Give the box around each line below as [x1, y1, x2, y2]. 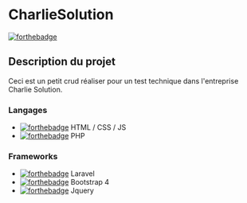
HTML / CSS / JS [70, 123, 127, 132]
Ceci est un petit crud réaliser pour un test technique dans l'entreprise [8, 76, 239, 85]
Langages [8, 104, 48, 115]
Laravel [70, 169, 96, 178]
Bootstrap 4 [70, 178, 110, 187]
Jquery [70, 185, 94, 196]
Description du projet [8, 55, 116, 68]
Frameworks [8, 150, 58, 162]
